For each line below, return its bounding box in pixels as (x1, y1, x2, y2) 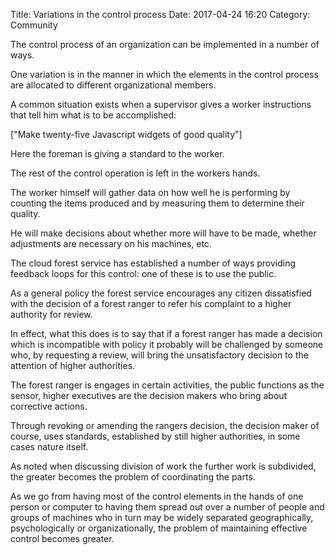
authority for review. (10, 309, 93, 320)
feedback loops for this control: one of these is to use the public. (10, 268, 277, 279)
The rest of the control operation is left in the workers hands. (10, 167, 261, 179)
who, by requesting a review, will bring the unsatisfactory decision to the (10, 349, 309, 361)
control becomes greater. (10, 533, 115, 544)
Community (10, 19, 58, 31)
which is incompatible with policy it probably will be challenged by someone (10, 339, 324, 350)
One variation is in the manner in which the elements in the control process (10, 69, 319, 80)
